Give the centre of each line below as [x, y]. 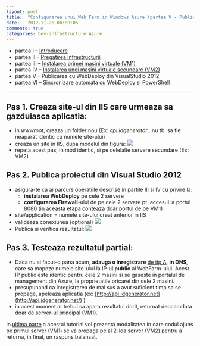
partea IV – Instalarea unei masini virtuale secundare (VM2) [87, 70]
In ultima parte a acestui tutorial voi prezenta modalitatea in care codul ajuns [100, 324]
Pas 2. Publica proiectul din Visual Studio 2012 [94, 175]
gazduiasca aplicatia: [47, 116]
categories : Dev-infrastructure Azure [54, 34]
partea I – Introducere [41, 51]
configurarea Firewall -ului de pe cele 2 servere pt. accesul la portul [107, 202]
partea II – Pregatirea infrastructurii [58, 57]
